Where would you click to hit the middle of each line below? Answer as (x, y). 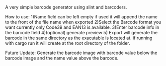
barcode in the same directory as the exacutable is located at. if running (79, 38)
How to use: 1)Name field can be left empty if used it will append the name (81, 17)
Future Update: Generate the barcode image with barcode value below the (81, 53)
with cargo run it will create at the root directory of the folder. (68, 43)
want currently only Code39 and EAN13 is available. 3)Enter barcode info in (82, 27)
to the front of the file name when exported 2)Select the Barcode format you (83, 22)
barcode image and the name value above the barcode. (62, 58)
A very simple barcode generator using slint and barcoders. (66, 7)
